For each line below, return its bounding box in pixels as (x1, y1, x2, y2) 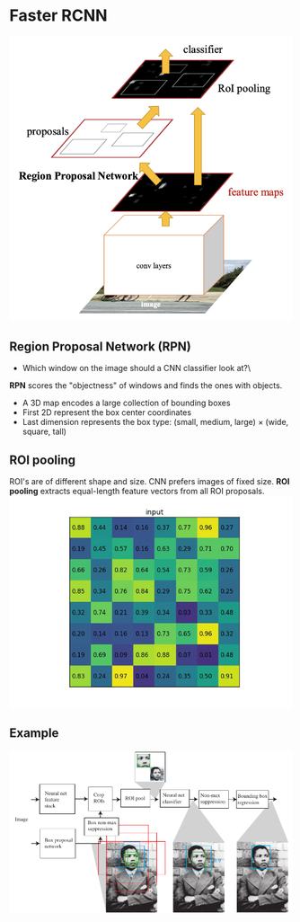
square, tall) (22, 426, 67, 437)
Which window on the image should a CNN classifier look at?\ (22, 363, 251, 374)
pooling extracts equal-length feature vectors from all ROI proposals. (9, 486, 265, 496)
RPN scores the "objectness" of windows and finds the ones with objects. (9, 380, 283, 391)
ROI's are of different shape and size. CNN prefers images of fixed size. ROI (9, 476, 290, 486)
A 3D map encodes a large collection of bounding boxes (22, 397, 231, 409)
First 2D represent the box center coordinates (22, 407, 191, 418)
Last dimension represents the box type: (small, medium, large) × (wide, (22, 417, 289, 428)
